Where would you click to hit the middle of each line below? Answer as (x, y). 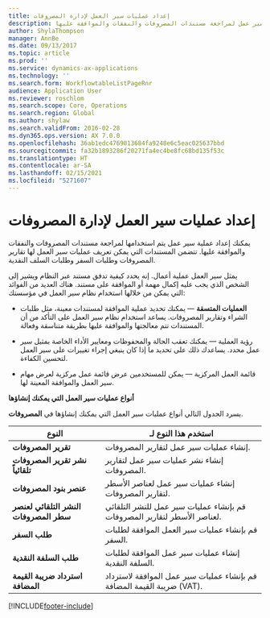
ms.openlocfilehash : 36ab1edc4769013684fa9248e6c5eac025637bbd (117, 143)
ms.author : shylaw (39, 121)
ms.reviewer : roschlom (46, 98)
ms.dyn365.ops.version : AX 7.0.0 (64, 135)
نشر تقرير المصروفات (49, 460)
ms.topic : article (39, 53)
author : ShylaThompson (46, 31)
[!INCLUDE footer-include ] (51, 606)
